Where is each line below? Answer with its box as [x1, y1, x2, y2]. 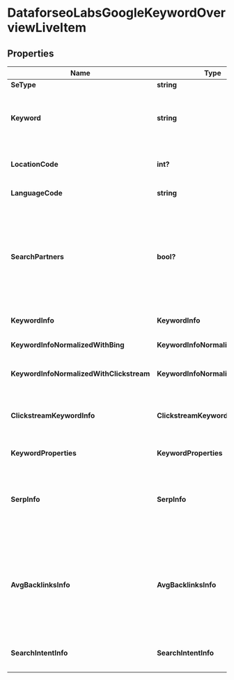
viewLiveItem [7, 20, 87, 36]
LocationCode [10, 159, 58, 169]
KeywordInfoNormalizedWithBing [10, 340, 125, 350]
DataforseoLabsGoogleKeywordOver [7, 5, 226, 21]
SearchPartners [10, 252, 65, 261]
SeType [10, 80, 36, 89]
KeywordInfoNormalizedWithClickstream [10, 369, 150, 378]
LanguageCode [10, 189, 63, 198]
